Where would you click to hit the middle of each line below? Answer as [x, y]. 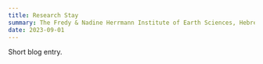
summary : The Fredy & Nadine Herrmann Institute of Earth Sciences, [122, 23]
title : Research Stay [43, 15]
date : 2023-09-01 [36, 30]
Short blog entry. [35, 52]
